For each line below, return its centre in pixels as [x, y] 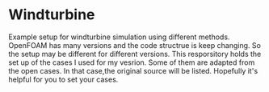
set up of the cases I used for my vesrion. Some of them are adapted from [132, 62]
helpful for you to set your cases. [63, 79]
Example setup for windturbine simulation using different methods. [119, 37]
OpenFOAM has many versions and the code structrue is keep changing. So [134, 45]
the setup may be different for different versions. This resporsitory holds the [135, 54]
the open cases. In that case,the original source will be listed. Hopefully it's [133, 70]
